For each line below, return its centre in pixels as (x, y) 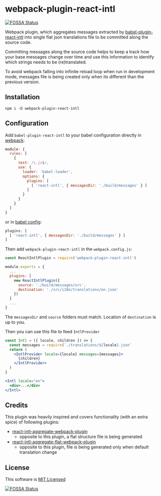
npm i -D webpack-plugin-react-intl (42, 108)
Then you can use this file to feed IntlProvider (52, 331)
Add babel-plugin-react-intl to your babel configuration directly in (73, 135)
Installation (22, 97)
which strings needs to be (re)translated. (46, 62)
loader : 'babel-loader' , (48, 172)
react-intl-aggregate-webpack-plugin (50, 432)
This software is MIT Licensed (35, 479)
